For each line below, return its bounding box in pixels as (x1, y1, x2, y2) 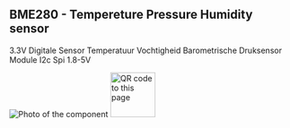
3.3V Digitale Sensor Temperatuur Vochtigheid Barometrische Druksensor (9, 45, 283, 55)
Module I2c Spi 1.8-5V (9, 54, 92, 65)
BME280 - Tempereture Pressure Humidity (9, 7, 253, 22)
